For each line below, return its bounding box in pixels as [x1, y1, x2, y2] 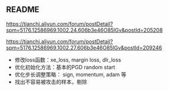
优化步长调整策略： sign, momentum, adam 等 [14, 70, 127, 78]
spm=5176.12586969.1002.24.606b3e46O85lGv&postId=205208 [6, 26, 163, 33]
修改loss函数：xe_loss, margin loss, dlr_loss [14, 56, 121, 63]
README [6, 5, 39, 15]
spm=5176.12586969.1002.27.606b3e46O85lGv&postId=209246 [6, 44, 163, 51]
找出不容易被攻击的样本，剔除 [14, 78, 87, 85]
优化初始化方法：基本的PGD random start [14, 63, 115, 70]
